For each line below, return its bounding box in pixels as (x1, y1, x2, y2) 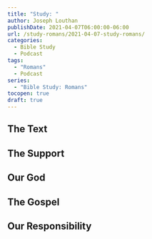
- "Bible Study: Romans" (14, 83, 88, 91)
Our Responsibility (7, 220, 92, 232)
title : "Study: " (7, 10, 59, 18)
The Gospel (7, 195, 60, 208)
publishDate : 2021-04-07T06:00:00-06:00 (7, 24, 130, 31)
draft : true (7, 97, 43, 104)
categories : (7, 37, 43, 44)
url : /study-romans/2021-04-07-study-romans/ (7, 30, 145, 38)
